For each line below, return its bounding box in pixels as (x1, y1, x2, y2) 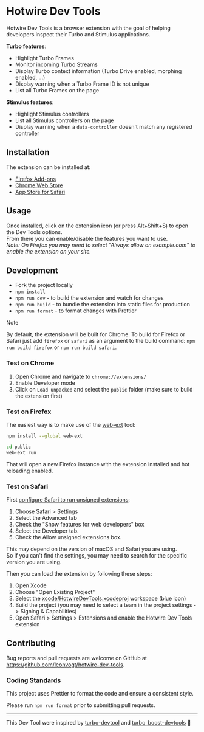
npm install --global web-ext (6, 433, 83, 439)
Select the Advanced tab (15, 514, 77, 521)
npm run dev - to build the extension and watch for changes (15, 294, 164, 302)
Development (6, 265, 59, 275)
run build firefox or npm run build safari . (6, 344, 117, 351)
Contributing (6, 638, 56, 649)
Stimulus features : (6, 98, 54, 106)
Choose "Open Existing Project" (15, 588, 95, 595)
